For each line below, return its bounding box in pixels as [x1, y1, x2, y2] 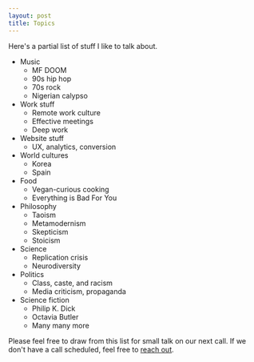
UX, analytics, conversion [31, 142, 117, 151]
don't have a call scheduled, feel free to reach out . [8, 344, 174, 354]
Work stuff [19, 99, 55, 109]
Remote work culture [31, 107, 101, 117]
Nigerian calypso [31, 90, 88, 100]
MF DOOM [31, 65, 67, 74]
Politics [19, 269, 45, 279]
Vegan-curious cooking [31, 184, 109, 194]
